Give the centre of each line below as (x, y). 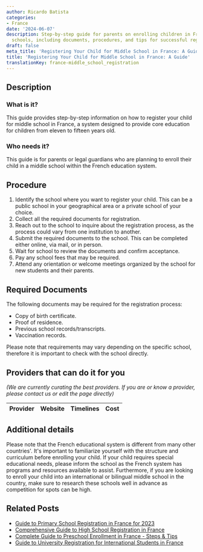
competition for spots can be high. (49, 490)
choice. (24, 212)
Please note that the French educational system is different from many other (101, 444)
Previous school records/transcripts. (60, 329)
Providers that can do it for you (66, 373)
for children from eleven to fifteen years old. (61, 130)
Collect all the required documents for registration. (78, 219)
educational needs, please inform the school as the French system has (94, 463)
